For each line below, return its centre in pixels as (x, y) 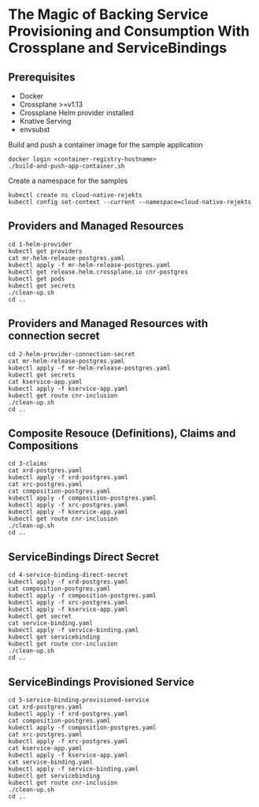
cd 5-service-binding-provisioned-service (79, 700)
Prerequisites (42, 77)
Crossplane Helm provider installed (76, 113)
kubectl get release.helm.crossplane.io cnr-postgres (98, 272)
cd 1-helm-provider (40, 244)
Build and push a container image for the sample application (105, 145)
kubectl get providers (45, 251)
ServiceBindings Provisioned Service (101, 682)
